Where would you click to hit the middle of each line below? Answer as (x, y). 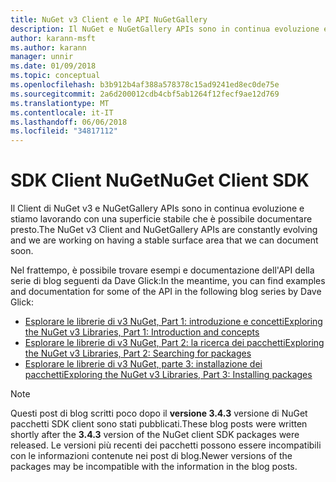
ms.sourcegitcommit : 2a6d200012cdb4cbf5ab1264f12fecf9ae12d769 (145, 94)
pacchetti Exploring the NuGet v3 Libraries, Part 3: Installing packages (168, 375)
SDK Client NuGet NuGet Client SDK (160, 180)
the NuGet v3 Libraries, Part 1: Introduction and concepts (142, 332)
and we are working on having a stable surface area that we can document (164, 240)
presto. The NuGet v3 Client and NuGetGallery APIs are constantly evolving (164, 230)
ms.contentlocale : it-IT (62, 112)
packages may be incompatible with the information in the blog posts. (154, 467)
